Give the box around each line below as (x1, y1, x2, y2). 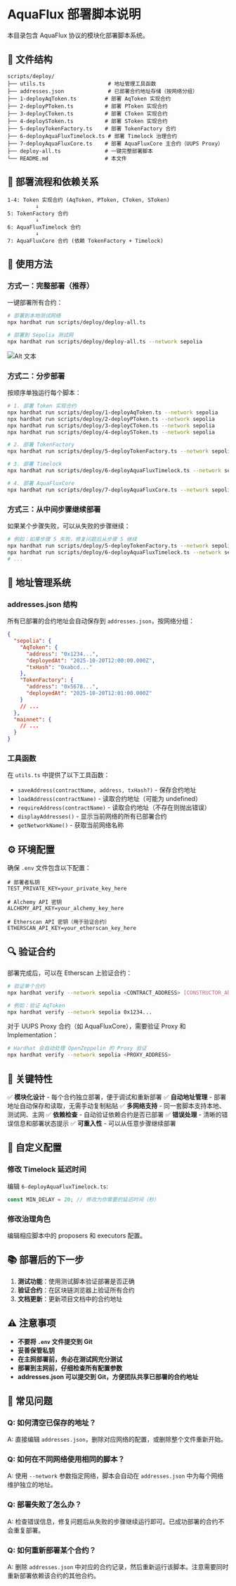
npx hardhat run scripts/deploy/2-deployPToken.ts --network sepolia (7, 415, 216, 422)
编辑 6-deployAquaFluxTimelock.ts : (7, 1182, 109, 1190)
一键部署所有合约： (7, 298, 63, 307)
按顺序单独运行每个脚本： (7, 389, 81, 397)
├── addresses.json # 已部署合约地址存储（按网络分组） (7, 87, 198, 95)
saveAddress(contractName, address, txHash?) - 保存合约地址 (17, 786, 197, 794)
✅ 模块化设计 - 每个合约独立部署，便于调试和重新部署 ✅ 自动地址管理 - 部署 (7, 1093, 227, 1102)
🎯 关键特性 (7, 1073, 53, 1085)
